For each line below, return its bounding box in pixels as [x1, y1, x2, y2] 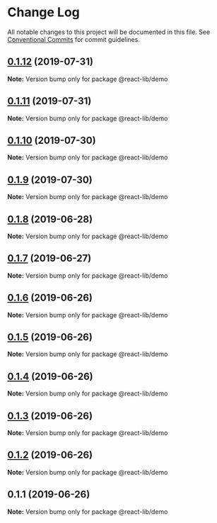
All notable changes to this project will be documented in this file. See [7, 28, 211, 36]
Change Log [7, 4, 80, 21]
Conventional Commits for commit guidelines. [7, 35, 140, 43]
